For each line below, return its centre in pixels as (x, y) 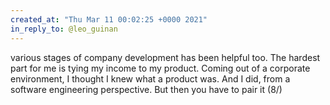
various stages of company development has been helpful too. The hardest (165, 57)
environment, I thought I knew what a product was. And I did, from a (150, 78)
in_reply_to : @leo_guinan (64, 29)
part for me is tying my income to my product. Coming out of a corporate (160, 68)
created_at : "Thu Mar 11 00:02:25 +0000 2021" (109, 19)
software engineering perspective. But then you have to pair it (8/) (146, 89)
